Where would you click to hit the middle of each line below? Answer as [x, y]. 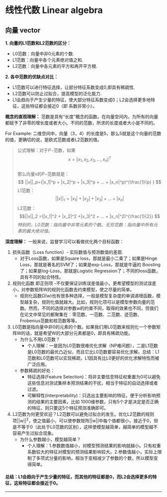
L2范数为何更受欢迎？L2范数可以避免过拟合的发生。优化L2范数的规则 [83, 414]
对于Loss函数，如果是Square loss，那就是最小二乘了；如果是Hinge [88, 258]
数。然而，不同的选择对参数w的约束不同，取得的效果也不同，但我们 [89, 308]
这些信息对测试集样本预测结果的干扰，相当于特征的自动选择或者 [92, 383]
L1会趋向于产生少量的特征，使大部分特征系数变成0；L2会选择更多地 [82, 100]
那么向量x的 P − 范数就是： [43, 174]
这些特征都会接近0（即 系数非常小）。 [59, 106]
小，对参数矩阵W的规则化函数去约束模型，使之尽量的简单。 [73, 290]
